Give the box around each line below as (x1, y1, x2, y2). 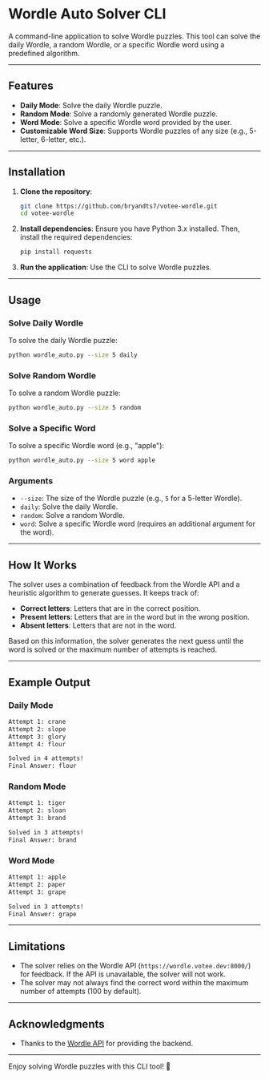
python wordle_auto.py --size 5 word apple (8, 456, 156, 465)
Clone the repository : (19, 186, 93, 196)
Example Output (8, 675, 90, 689)
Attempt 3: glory (8, 733, 66, 741)
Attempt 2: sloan (8, 806, 66, 814)
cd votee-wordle (19, 209, 74, 217)
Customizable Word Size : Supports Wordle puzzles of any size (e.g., (19, 126, 248, 135)
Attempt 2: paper (8, 880, 66, 888)
